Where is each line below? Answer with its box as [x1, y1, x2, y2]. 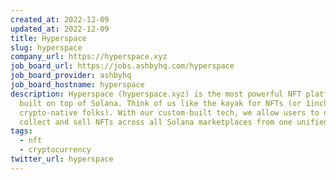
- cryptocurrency [19, 145, 92, 155]
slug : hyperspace [10, 42, 83, 53]
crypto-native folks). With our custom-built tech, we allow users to [19, 107, 320, 118]
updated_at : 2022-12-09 [10, 24, 110, 34]
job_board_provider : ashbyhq [10, 71, 132, 81]
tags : [10, 126, 33, 136]
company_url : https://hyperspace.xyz [10, 52, 168, 62]
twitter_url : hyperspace [10, 154, 114, 164]
